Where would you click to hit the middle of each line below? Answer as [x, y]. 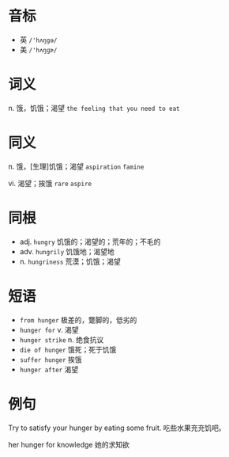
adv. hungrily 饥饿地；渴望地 [67, 251]
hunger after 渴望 [49, 369]
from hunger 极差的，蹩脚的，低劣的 [78, 320]
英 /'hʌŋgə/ [38, 40]
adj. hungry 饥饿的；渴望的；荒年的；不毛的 [90, 242]
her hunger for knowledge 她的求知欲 [69, 444]
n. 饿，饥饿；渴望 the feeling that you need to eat [94, 108]
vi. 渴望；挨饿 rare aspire [50, 183]
